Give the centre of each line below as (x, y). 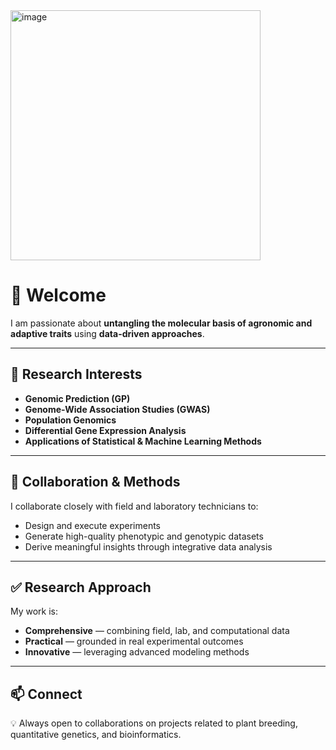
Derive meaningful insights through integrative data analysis (148, 546)
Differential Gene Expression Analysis (105, 430)
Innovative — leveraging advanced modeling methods (137, 652)
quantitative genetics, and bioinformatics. (96, 735)
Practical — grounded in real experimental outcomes (134, 641)
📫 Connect (46, 694)
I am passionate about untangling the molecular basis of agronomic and (161, 323)
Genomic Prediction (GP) (77, 398)
